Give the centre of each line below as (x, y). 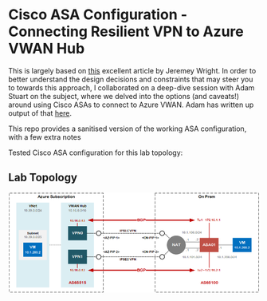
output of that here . (40, 113)
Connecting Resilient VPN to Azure (126, 32)
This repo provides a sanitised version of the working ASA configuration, (128, 129)
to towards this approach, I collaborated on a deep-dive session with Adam (132, 87)
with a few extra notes (45, 137)
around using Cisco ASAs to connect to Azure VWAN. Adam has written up (131, 105)
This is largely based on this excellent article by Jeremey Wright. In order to (132, 70)
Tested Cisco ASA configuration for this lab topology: (96, 152)
